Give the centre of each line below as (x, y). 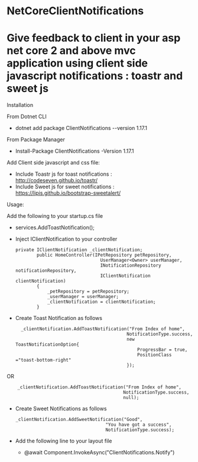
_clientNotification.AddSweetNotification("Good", (79, 420)
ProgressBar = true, (163, 350)
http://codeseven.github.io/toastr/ (56, 181)
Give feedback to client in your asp (94, 38)
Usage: (15, 205)
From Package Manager (36, 140)
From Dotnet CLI (27, 116)
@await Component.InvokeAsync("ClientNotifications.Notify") (99, 452)
